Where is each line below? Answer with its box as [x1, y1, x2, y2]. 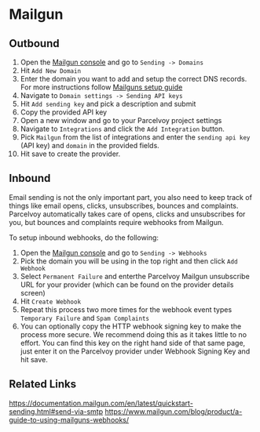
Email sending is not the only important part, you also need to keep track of [9, 192, 252, 201]
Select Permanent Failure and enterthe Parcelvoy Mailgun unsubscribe [20, 271, 250, 281]
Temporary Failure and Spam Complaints [20, 313, 150, 322]
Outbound [9, 37, 60, 50]
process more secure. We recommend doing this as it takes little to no [20, 329, 247, 339]
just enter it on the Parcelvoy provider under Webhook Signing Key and [20, 347, 251, 356]
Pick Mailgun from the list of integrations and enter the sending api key [20, 133, 251, 142]
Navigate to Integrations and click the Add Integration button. [20, 124, 225, 133]
